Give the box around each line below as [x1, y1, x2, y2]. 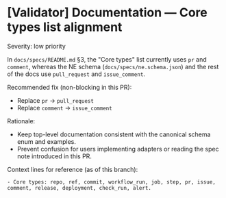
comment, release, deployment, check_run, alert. [7, 184, 152, 191]
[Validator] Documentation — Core [7, 5, 208, 21]
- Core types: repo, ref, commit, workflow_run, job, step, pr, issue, [7, 178, 216, 186]
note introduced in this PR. [16, 152, 92, 160]
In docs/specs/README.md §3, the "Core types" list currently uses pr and [7, 55, 207, 63]
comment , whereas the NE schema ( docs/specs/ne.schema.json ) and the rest [7, 62, 219, 71]
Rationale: [7, 116, 36, 125]
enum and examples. [16, 137, 77, 145]
